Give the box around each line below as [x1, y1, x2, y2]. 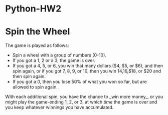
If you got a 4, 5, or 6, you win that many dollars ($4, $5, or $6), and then [12, 63, 163, 69]
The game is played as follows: [5, 42, 69, 48]
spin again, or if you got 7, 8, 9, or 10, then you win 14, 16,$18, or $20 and [12, 68, 161, 74]
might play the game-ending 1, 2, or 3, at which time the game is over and [5, 99, 157, 105]
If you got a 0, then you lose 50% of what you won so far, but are [12, 78, 147, 85]
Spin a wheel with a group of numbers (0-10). [12, 52, 107, 58]
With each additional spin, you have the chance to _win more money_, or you [5, 93, 163, 100]
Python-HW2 [5, 3, 62, 14]
